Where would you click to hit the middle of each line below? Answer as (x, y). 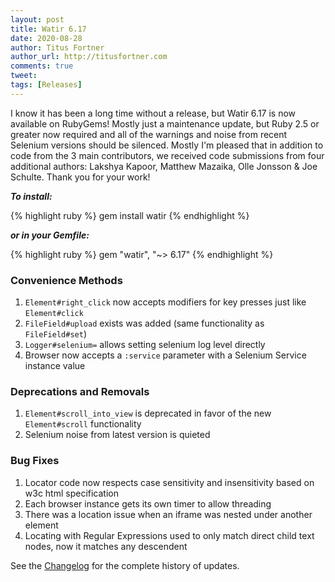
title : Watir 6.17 (48, 29)
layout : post (37, 19)
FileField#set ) (55, 334)
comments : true (42, 66)
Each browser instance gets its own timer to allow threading (148, 503)
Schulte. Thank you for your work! (80, 177)
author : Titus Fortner (57, 47)
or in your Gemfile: (50, 235)
